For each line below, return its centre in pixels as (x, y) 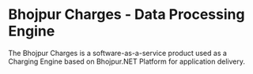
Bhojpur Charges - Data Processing (126, 15)
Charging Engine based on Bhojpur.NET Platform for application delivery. (126, 61)
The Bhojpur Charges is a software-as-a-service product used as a (118, 53)
